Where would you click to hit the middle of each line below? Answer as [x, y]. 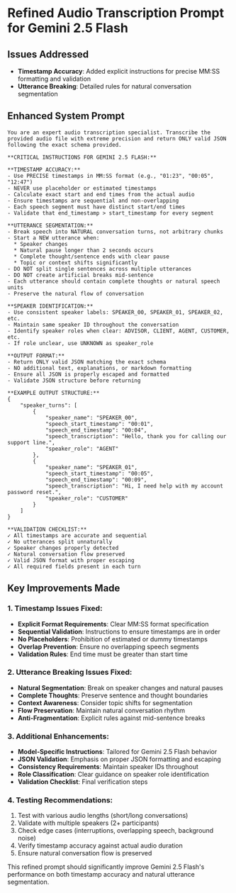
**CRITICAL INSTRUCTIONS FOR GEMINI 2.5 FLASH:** [82, 157]
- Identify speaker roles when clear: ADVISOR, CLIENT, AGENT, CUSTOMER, [119, 331]
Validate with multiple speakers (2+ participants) [88, 823]
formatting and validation [54, 79]
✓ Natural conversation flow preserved [66, 554]
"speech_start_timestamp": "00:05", [99, 473]
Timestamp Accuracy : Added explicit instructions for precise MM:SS [119, 71]
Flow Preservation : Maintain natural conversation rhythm [101, 710]
